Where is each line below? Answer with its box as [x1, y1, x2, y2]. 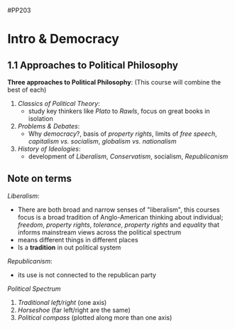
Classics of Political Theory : [17, 99, 101, 107]
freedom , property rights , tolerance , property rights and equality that [17, 220, 220, 229]
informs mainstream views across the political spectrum [17, 227, 182, 237]
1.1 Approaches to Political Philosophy [7, 59, 179, 71]
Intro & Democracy [7, 31, 119, 47]
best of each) [7, 85, 47, 94]
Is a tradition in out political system [17, 243, 121, 252]
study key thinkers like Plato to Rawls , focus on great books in [28, 107, 211, 115]
